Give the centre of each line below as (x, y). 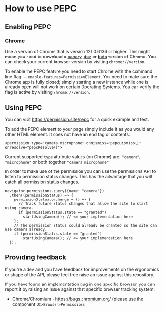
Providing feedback (36, 258)
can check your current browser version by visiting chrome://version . (75, 61)
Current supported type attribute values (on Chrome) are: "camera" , (73, 156)
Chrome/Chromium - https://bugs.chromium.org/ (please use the (78, 299)
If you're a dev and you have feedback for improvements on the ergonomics (82, 269)
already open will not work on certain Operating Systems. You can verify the (82, 87)
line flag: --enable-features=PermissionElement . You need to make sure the (81, 76)
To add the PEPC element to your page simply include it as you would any (80, 129)
